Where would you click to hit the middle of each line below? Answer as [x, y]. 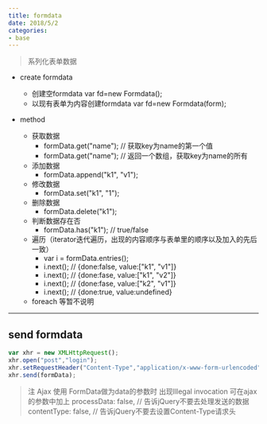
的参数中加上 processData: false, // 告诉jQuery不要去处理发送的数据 [138, 401]
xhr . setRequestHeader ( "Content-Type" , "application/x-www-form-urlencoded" [135, 368]
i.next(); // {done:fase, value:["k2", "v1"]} [110, 284]
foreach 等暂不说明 [63, 301]
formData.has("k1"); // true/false [96, 230]
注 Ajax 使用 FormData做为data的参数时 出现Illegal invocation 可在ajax [142, 391]
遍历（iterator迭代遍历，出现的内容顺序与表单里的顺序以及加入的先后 [144, 239]
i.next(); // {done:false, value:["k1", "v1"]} [110, 266]
